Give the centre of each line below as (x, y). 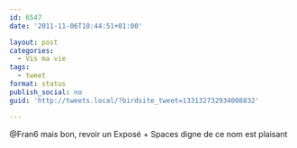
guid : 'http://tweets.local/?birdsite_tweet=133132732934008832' (134, 100)
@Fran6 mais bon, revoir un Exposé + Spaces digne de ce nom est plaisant (148, 134)
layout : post (34, 42)
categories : (31, 50)
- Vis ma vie (42, 59)
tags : (19, 67)
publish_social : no (46, 92)
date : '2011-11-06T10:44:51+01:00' (76, 26)
